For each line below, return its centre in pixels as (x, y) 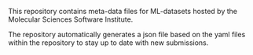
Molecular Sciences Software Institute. (71, 19)
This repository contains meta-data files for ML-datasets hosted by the (123, 11)
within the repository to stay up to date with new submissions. (108, 43)
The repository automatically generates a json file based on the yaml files (127, 34)
